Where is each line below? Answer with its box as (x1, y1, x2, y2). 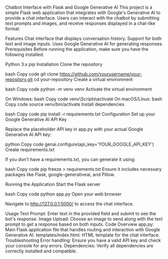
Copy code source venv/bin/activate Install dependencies (5, 101, 125, 107)
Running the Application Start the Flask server (5, 181, 101, 187)
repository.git (5, 77, 33, 82)
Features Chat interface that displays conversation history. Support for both (5, 35, 162, 41)
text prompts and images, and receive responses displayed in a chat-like (5, 20, 156, 26)
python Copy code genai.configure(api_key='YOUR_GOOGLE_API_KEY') (5, 141, 154, 147)
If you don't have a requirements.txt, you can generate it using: (5, 156, 136, 162)
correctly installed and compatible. (5, 248, 77, 254)
